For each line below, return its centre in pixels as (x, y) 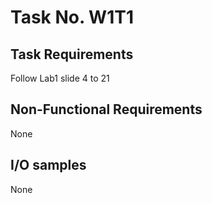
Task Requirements (72, 54)
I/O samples (48, 165)
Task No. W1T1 (72, 17)
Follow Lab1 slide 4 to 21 (60, 78)
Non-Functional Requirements (106, 109)
